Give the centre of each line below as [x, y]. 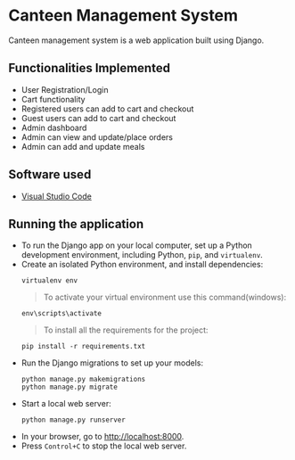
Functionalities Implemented [90, 68]
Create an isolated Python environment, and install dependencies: [142, 265]
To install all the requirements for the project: [126, 330]
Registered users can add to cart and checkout [107, 109]
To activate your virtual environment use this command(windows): [165, 297]
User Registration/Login [65, 89]
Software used [50, 175]
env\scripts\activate [61, 314]
